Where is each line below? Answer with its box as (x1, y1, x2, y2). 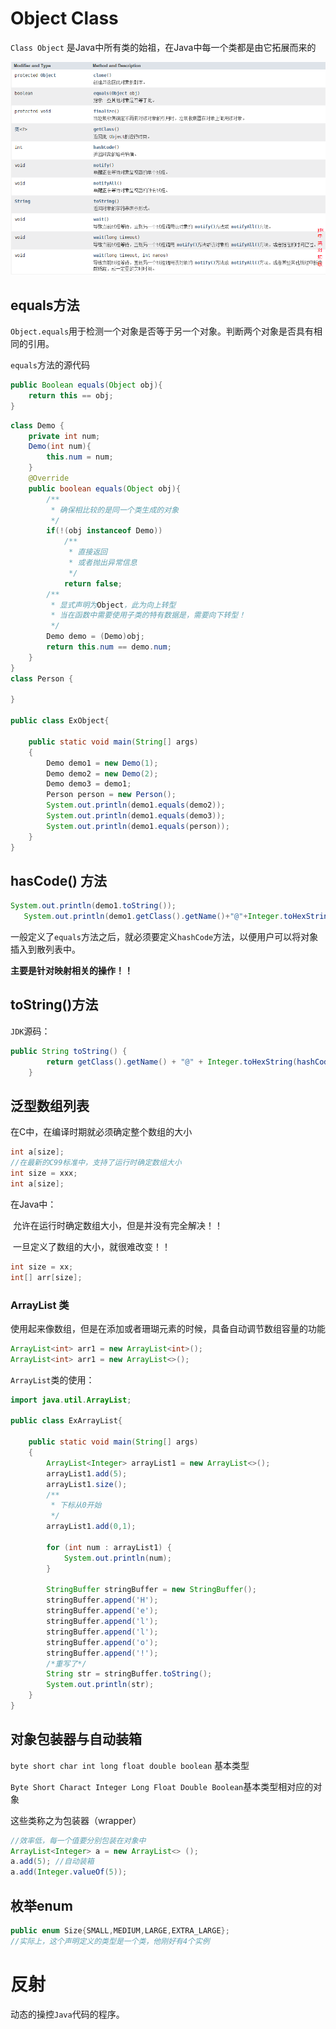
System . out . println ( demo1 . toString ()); (10, 901, 177, 911)
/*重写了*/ (46, 1658, 87, 1669)
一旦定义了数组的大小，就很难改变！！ (12, 1240, 171, 1252)
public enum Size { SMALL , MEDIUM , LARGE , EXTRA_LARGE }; (10, 1926, 230, 1936)
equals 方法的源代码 (10, 359, 90, 371)
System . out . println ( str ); (46, 1680, 155, 1690)
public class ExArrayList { (10, 1416, 123, 1426)
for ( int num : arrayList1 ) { (46, 1542, 172, 1552)
